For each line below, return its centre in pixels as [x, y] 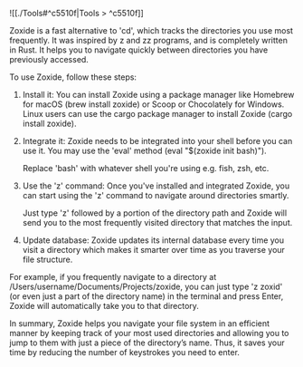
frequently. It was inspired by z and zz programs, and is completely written [148, 40]
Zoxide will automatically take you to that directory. [104, 306]
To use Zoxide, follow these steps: [73, 77]
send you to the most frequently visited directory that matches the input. [157, 222]
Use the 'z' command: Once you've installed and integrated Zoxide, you [156, 186]
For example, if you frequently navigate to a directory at [113, 277]
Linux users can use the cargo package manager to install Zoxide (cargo [157, 114]
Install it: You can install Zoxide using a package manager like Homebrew [158, 95]
